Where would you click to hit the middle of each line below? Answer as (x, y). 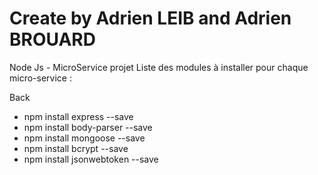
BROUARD (52, 39)
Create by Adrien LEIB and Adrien (150, 18)
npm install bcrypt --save (76, 148)
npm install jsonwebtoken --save (91, 159)
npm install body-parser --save (88, 127)
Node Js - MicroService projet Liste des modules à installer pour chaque (159, 67)
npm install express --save (78, 116)
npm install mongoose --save (84, 138)
